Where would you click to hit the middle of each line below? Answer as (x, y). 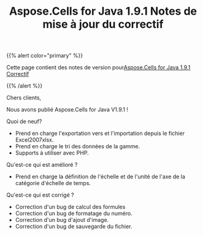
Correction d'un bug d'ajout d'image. (62, 220)
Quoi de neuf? (24, 121)
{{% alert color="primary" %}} (45, 56)
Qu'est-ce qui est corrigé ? (40, 195)
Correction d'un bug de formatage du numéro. (74, 213)
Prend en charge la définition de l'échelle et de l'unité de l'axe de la (100, 177)
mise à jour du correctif (103, 24)
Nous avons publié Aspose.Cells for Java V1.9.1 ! (67, 110)
